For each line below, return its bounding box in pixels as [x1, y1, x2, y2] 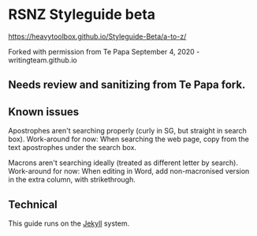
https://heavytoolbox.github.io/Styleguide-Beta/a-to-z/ [8, 32, 187, 41]
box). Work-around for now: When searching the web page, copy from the [8, 134, 250, 144]
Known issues [8, 105, 80, 118]
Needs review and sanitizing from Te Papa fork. [8, 78, 246, 92]
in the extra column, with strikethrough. [8, 175, 136, 185]
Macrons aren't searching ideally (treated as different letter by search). [8, 158, 239, 167]
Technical [8, 197, 58, 211]
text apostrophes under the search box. [8, 143, 136, 152]
